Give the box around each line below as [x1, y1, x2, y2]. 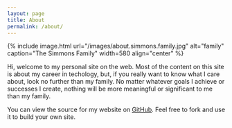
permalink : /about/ [7, 23, 64, 30]
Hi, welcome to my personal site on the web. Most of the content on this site [7, 63, 225, 71]
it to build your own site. [7, 113, 76, 121]
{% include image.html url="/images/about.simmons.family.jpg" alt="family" [7, 42, 224, 51]
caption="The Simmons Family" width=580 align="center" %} [7, 49, 184, 57]
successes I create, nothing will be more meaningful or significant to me [7, 84, 213, 93]
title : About [7, 17, 45, 24]
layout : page [7, 10, 45, 17]
